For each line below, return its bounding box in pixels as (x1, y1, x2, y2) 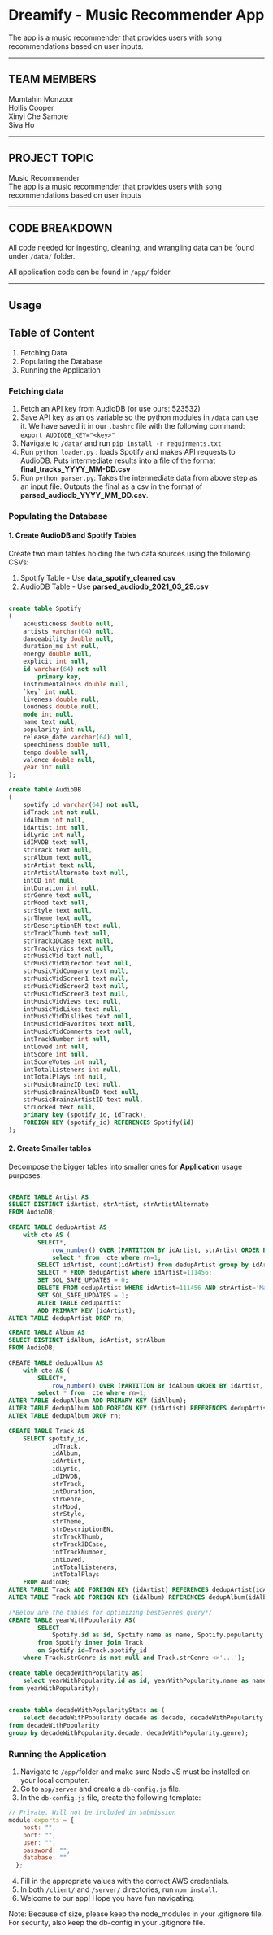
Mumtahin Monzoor (8, 94, 75, 103)
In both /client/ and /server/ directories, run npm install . (19, 1885, 218, 1894)
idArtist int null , (23, 823, 89, 831)
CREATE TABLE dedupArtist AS (8, 1223, 107, 1231)
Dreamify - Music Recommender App (8, 6, 265, 24)
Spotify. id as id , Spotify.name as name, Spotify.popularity (51, 1631, 264, 1640)
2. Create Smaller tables (8, 1143, 92, 1153)
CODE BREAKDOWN (8, 221, 113, 235)
